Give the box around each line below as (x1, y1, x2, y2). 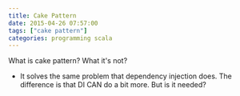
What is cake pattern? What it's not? (8, 56, 128, 66)
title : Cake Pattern (8, 11, 78, 20)
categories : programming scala (8, 34, 113, 42)
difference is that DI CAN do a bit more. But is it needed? (19, 80, 206, 90)
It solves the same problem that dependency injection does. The (19, 71, 232, 81)
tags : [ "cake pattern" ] (8, 26, 88, 34)
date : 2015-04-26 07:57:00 (8, 19, 98, 27)
